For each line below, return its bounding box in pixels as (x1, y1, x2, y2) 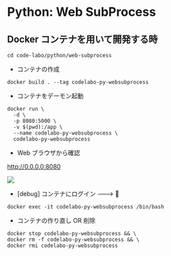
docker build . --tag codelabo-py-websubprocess (7, 79, 149, 86)
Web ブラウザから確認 (16, 149, 80, 157)
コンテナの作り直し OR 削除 (16, 217, 96, 224)
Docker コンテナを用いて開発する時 (7, 33, 158, 45)
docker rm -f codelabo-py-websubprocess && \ (7, 236, 139, 243)
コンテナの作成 (16, 65, 60, 73)
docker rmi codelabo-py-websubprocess (7, 242, 118, 249)
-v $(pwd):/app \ (13, 124, 63, 130)
